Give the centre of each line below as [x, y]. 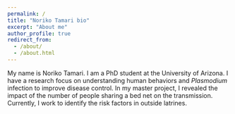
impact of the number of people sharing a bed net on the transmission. [110, 95]
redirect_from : [30, 40]
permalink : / [26, 14]
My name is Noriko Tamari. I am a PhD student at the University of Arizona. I [118, 73]
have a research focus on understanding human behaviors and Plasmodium [117, 80]
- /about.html [34, 53]
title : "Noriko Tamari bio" [49, 20]
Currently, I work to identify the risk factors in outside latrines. [97, 103]
